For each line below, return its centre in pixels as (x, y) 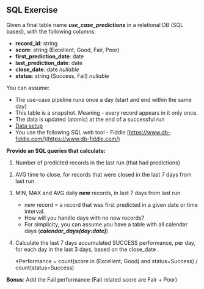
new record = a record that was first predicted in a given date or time (111, 204)
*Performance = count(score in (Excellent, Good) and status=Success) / (106, 261)
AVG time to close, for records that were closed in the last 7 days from (103, 174)
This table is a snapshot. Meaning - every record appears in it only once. (107, 112)
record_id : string (36, 43)
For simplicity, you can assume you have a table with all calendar (106, 224)
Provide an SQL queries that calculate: (56, 150)
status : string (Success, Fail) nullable (62, 75)
